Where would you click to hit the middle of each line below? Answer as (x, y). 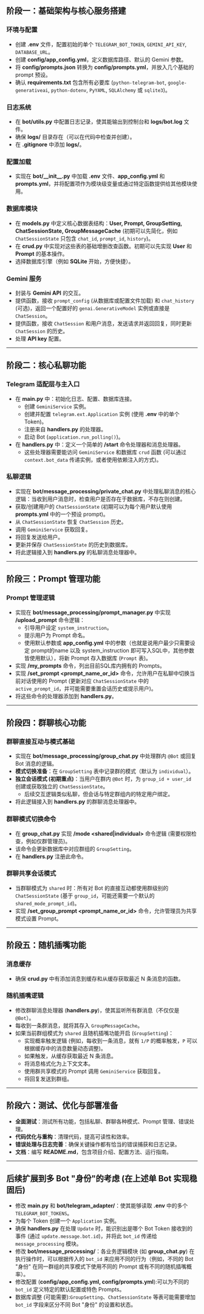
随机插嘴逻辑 (25, 996)
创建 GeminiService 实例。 (57, 406)
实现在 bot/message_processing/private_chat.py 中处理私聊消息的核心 (105, 491)
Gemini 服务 (24, 278)
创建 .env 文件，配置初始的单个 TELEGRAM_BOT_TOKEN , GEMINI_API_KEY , (101, 44)
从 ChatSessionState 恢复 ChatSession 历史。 (71, 521)
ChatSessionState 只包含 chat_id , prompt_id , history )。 (84, 238)
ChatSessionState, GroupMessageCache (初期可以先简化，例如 (96, 231)
